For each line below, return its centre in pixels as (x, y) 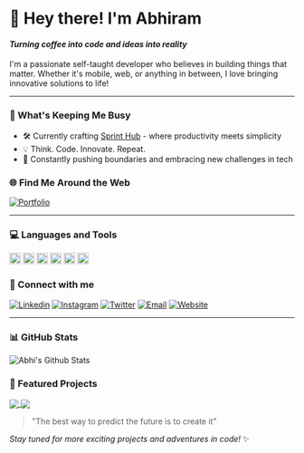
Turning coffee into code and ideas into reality (99, 43)
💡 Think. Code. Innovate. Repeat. (84, 149)
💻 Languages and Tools (63, 235)
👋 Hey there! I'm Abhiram (105, 19)
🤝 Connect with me (52, 284)
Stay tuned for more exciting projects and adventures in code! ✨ (130, 439)
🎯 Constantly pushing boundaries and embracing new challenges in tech (158, 159)
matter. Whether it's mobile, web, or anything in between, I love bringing (144, 74)
